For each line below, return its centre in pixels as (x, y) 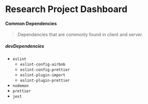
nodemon (20, 86)
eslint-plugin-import (43, 75)
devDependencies (25, 46)
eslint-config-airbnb (43, 65)
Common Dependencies (31, 23)
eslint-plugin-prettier (45, 81)
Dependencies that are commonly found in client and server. (80, 35)
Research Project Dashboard (66, 9)
